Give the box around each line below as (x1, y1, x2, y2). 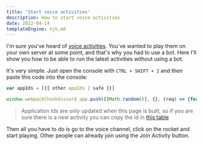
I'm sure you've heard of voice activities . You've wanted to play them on (6, 42, 186, 50)
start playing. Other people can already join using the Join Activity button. (6, 132, 190, 139)
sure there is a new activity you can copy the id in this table (21, 113, 169, 121)
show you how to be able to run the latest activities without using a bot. (6, 55, 184, 62)
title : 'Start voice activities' (6, 8, 91, 15)
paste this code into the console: (6, 73, 88, 81)
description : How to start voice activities (6, 15, 120, 21)
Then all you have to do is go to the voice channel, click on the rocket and (6, 126, 190, 132)
